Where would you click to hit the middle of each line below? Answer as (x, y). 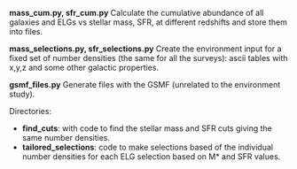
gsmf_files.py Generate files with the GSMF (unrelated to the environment (145, 84)
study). (22, 94)
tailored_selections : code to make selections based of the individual (147, 147)
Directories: (30, 111)
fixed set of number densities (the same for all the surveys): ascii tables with (148, 58)
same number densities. (66, 138)
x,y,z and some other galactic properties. (84, 67)
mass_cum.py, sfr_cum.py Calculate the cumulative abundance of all (137, 13)
